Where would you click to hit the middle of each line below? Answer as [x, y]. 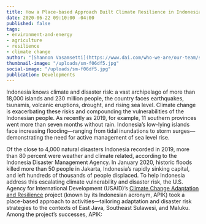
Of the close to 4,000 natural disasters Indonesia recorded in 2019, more [98, 149]
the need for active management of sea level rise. [107, 138]
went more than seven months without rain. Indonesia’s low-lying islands [98, 125]
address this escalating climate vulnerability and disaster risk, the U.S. [95, 182]
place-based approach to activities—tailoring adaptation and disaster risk [99, 201]
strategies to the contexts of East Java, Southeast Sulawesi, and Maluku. [98, 208]
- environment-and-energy [39, 35]
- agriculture [25, 40]
